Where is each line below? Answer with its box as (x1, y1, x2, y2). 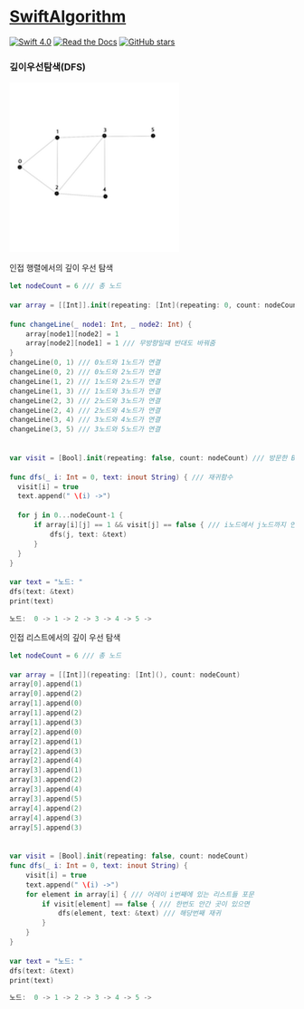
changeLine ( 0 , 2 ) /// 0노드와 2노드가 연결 (9, 368, 161, 377)
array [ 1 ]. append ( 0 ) (9, 699, 83, 708)
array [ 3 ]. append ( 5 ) (9, 794, 83, 803)
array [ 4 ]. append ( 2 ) (9, 803, 83, 812)
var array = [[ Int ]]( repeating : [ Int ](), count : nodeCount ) (9, 670, 242, 679)
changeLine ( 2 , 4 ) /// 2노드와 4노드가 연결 (9, 406, 161, 415)
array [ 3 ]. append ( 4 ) (9, 785, 83, 794)
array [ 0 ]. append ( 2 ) (9, 689, 83, 698)
